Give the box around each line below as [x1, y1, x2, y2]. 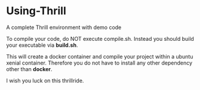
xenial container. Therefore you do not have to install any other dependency [6, 59, 193, 66]
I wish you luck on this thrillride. [6, 77, 84, 84]
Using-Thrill [6, 4, 67, 18]
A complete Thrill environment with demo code [6, 24, 122, 31]
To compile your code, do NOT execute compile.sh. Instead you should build [6, 35, 194, 42]
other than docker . [6, 65, 53, 72]
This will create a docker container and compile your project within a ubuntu [6, 53, 193, 60]
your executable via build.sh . [6, 41, 78, 49]
